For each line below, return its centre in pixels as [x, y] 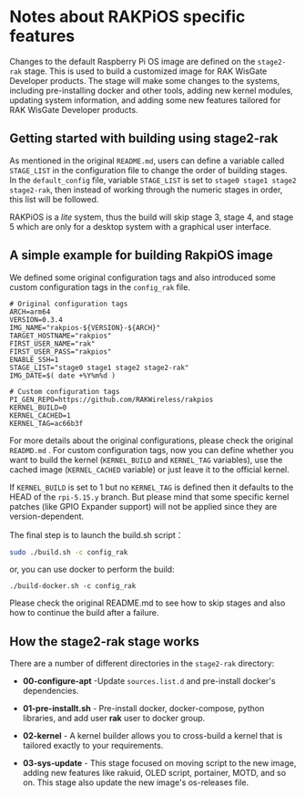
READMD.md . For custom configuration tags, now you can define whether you [152, 450]
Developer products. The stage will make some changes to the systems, [145, 80]
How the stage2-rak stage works [105, 642]
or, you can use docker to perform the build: [92, 569]
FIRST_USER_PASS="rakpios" [61, 352]
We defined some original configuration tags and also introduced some [142, 277]
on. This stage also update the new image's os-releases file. [135, 782]
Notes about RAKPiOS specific [127, 17]
